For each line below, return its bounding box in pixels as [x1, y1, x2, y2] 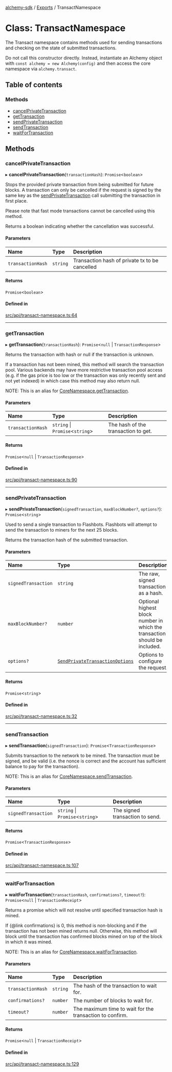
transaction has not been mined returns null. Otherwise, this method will [5, 928, 157, 934]
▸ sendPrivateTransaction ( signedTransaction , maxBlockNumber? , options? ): [5, 506, 162, 512]
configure [138, 658, 162, 665]
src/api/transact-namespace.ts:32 [5, 713, 78, 719]
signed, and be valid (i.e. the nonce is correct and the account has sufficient [5, 758, 166, 764]
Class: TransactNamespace [5, 23, 126, 34]
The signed [113, 807, 140, 814]
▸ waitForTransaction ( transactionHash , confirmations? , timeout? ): [5, 892, 146, 898]
